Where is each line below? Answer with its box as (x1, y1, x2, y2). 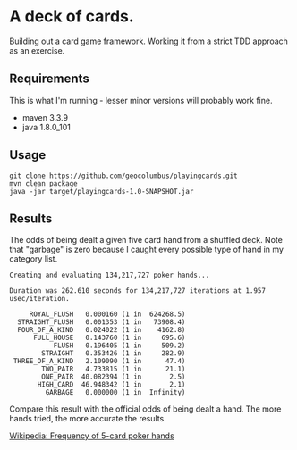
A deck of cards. (9, 6, 134, 27)
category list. (9, 254, 58, 264)
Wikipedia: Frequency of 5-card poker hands (9, 430, 174, 441)
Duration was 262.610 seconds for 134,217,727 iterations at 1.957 (9, 287, 267, 296)
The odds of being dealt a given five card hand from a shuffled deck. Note (9, 235, 284, 246)
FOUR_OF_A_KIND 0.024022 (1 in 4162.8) (17, 326, 186, 335)
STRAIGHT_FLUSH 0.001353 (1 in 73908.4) (17, 318, 186, 327)
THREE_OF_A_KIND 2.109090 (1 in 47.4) (13, 357, 186, 366)
